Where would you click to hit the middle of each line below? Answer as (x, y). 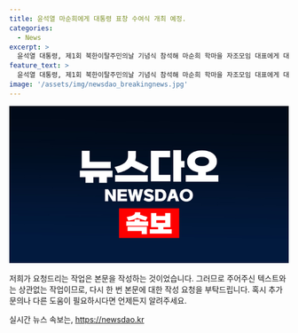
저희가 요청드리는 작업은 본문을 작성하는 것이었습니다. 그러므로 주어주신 (132, 279)
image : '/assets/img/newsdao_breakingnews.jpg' (99, 84)
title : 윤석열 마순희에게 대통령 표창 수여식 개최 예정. (98, 19)
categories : (31, 28)
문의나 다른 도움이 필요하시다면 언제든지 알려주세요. (98, 301)
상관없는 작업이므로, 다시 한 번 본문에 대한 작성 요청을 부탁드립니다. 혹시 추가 (151, 289)
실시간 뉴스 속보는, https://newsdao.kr (77, 320)
